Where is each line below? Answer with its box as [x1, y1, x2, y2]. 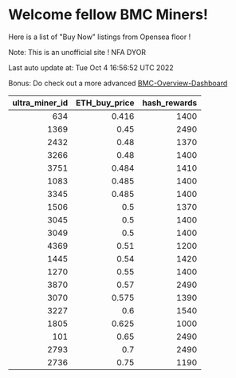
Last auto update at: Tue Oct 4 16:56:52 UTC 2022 [8, 62, 174, 73]
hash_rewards [142, 97, 198, 108]
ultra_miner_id [12, 97, 69, 108]
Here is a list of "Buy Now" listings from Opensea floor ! [8, 32, 191, 41]
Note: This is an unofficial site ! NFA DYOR [8, 47, 146, 57]
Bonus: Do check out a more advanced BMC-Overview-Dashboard [8, 78, 228, 88]
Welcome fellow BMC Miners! [8, 6, 209, 24]
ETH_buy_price [75, 97, 135, 108]
